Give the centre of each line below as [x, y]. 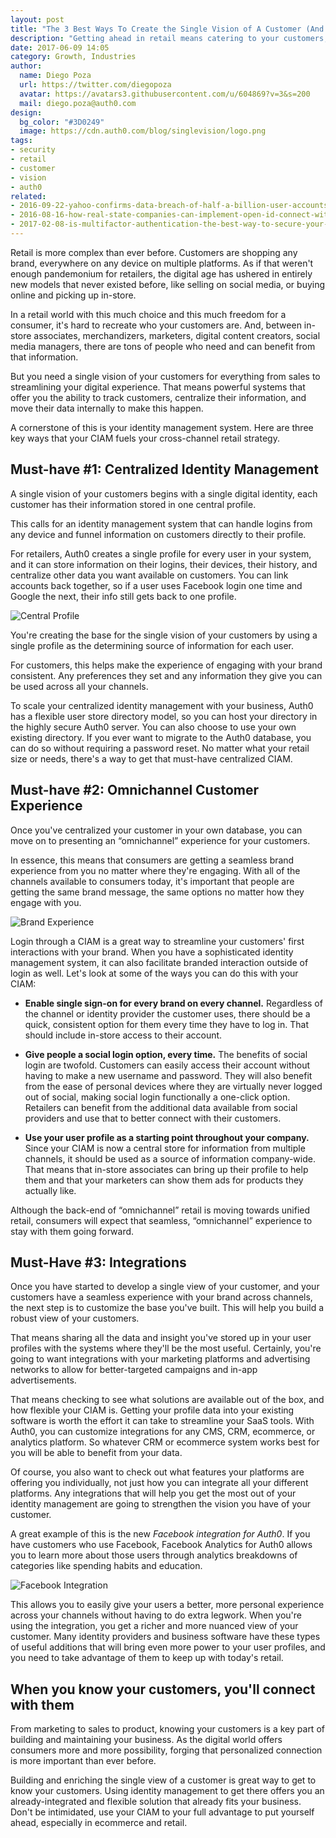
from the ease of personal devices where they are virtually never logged [173, 1086]
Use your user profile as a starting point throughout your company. [167, 1137]
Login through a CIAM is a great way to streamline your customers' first [157, 941]
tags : [21, 141]
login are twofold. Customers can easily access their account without [167, 1065]
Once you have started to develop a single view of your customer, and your [165, 1287]
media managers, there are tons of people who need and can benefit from [163, 346]
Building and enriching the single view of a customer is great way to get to [163, 1780]
